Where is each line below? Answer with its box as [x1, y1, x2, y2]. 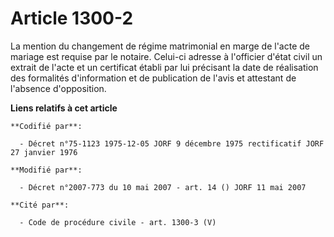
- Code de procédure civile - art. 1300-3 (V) [19, 217, 217, 227]
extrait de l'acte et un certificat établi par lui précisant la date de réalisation [10, 61, 319, 73]
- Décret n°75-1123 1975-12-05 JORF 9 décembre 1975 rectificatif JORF [19, 138, 325, 149]
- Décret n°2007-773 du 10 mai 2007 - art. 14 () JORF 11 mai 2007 [19, 182, 307, 192]
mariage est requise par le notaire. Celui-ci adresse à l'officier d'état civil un [10, 50, 323, 62]
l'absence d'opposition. [10, 82, 107, 94]
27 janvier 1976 [10, 147, 78, 157]
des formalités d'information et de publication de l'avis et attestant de [10, 72, 297, 84]
